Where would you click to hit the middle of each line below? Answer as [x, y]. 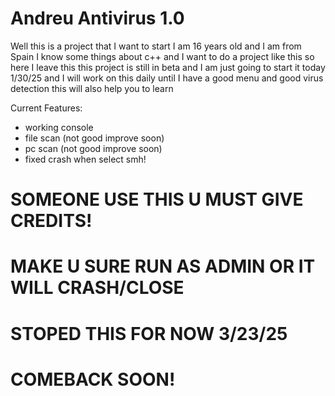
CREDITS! [51, 221]
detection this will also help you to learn [92, 88]
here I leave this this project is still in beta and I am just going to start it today [168, 67]
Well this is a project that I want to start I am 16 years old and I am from [156, 46]
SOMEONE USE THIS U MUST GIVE [157, 199]
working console [59, 127]
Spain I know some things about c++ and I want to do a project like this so [162, 56]
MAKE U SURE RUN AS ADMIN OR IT [163, 266]
